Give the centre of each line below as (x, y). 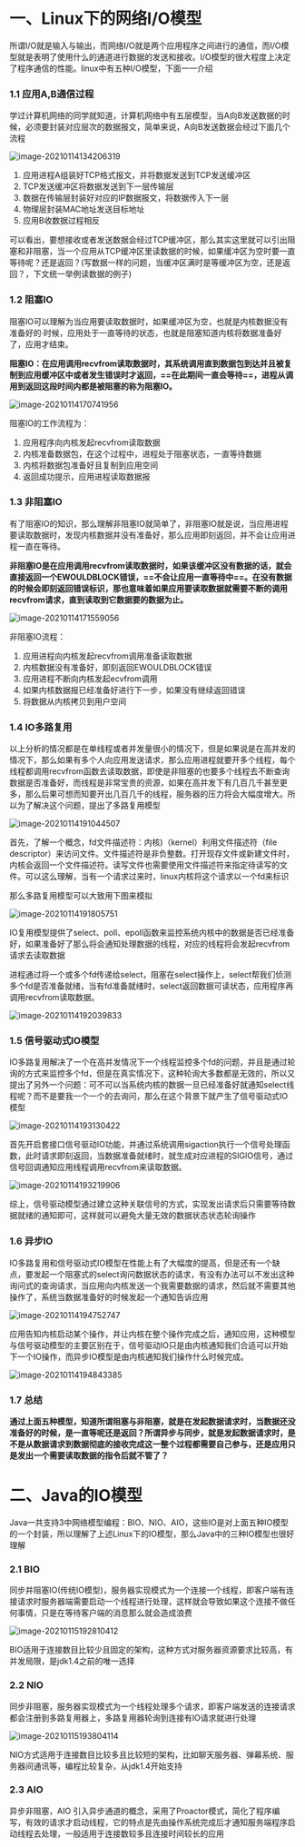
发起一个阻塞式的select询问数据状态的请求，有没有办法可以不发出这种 (164, 1274)
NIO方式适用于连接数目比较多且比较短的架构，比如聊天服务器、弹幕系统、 (148, 1754)
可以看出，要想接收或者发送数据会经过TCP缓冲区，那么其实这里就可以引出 (148, 240)
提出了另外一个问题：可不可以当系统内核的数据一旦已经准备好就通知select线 (152, 1085)
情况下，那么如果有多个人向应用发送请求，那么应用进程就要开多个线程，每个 (152, 760)
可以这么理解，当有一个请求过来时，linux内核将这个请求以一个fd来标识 (157, 877)
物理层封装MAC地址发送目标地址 (84, 209)
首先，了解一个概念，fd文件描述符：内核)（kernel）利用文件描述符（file (143, 842)
